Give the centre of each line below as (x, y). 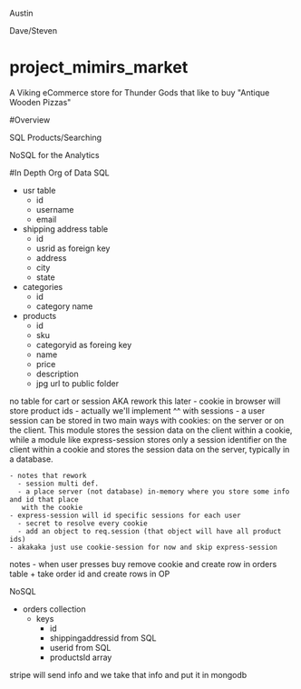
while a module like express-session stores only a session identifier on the (148, 439)
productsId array (81, 657)
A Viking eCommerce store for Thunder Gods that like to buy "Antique (140, 92)
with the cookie (52, 507)
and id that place (44, 499)
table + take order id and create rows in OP (90, 574)
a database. (31, 459)
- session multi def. (58, 484)
